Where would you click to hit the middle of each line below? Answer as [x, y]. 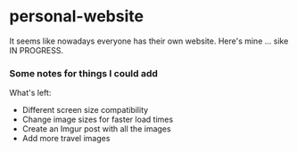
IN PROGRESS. [37, 50]
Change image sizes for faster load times [98, 120]
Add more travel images [66, 139]
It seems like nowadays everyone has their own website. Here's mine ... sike [149, 41]
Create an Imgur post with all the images [96, 129]
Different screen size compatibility [85, 110]
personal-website [77, 16]
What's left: [30, 93]
